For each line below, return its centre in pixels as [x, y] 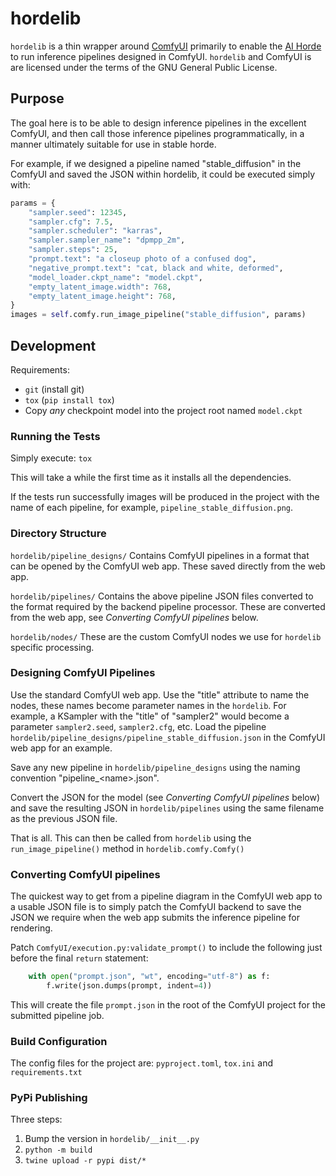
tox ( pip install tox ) [69, 399]
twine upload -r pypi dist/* [85, 1161]
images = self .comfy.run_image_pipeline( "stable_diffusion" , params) [158, 315]
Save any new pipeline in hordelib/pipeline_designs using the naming [155, 767]
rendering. [31, 928]
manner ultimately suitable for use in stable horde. [113, 144]
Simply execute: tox [51, 458]
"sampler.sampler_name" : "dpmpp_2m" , [107, 240]
